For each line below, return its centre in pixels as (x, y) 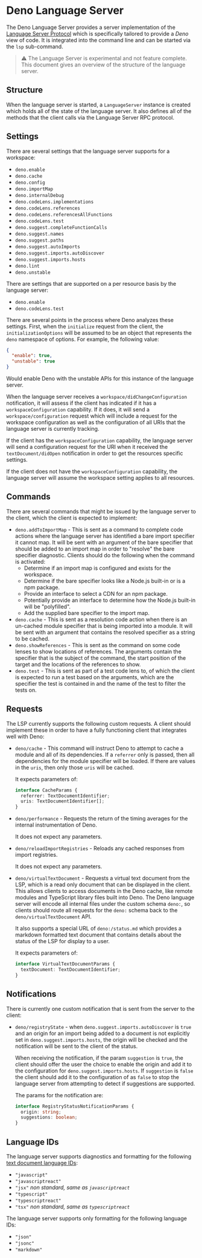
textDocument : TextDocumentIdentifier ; (71, 970)
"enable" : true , (32, 356)
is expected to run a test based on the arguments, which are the (94, 677)
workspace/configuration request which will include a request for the (92, 416)
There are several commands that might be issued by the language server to (101, 511)
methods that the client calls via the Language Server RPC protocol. (90, 117)
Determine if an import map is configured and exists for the (97, 568)
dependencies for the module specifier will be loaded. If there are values (105, 761)
